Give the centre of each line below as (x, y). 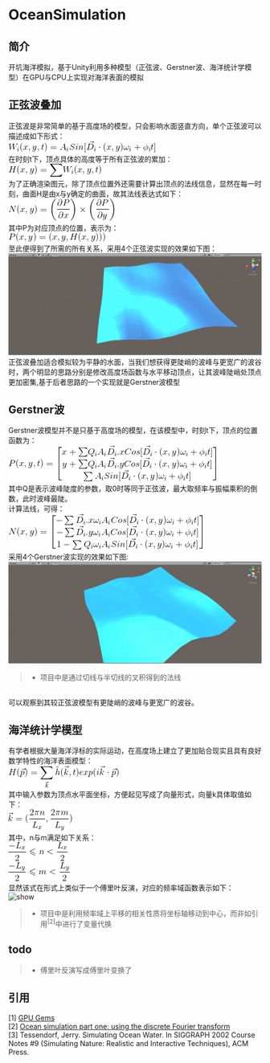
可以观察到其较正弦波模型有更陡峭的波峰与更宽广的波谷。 (103, 702)
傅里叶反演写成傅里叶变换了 (86, 970)
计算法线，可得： (37, 509)
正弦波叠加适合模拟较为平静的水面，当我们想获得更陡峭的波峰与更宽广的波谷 (135, 362)
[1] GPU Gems (31, 1017)
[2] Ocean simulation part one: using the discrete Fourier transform (119, 1026)
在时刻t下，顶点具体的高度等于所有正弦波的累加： (90, 159)
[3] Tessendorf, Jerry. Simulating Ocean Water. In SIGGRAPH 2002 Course (132, 1035)
